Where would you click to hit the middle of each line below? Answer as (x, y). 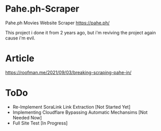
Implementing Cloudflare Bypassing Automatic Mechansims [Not (80, 112)
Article (20, 58)
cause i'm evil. (20, 38)
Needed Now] (27, 117)
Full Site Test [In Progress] (40, 123)
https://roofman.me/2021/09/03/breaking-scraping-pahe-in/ (68, 72)
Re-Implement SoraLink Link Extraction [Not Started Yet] (71, 107)
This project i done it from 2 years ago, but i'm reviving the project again (80, 32)
